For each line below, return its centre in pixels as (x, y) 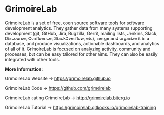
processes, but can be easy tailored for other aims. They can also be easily (81, 54)
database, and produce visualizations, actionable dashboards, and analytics (82, 43)
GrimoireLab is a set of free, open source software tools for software (75, 23)
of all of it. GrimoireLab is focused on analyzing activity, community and (78, 49)
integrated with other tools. (33, 59)
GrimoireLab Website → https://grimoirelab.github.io (58, 78)
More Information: (24, 69)
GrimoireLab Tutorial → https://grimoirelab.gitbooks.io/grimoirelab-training (81, 107)
